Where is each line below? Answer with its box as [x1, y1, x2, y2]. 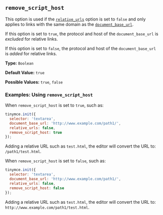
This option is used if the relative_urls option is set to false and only [5, 16, 146, 22]
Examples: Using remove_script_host [5, 91, 93, 98]
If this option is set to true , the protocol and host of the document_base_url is [5, 31, 159, 37]
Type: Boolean [5, 60, 34, 66]
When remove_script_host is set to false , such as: [5, 158, 106, 164]
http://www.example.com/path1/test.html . [5, 204, 90, 210]
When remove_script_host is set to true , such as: [5, 103, 104, 108]
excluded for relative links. [5, 36, 58, 42]
